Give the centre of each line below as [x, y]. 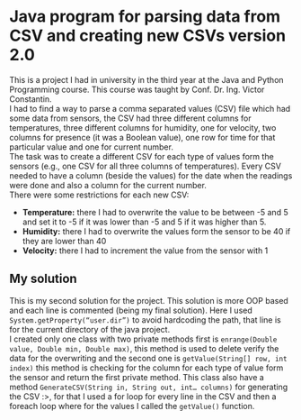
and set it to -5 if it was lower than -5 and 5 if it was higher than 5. [144, 222]
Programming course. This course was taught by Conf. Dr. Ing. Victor [137, 89]
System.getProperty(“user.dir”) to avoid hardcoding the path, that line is [145, 320]
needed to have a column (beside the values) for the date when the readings [151, 175]
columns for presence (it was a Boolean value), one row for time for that [142, 137]
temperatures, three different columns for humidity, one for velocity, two [143, 127]
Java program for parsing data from [145, 17]
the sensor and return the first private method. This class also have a [137, 377]
